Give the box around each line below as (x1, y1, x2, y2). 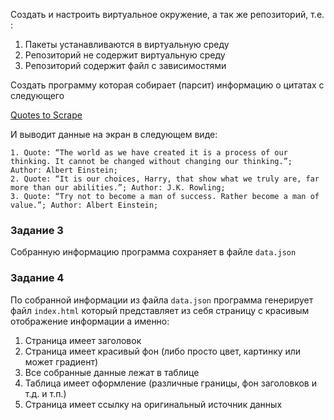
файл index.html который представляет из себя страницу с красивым (10, 304, 310, 316)
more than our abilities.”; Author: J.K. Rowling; (10, 183, 226, 193)
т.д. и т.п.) (24, 387, 67, 399)
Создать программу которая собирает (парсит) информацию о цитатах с (10, 79, 325, 91)
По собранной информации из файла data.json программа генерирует (10, 294, 314, 306)
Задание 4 (10, 271, 65, 285)
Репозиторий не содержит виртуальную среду (24, 49, 226, 61)
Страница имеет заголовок (24, 334, 142, 346)
